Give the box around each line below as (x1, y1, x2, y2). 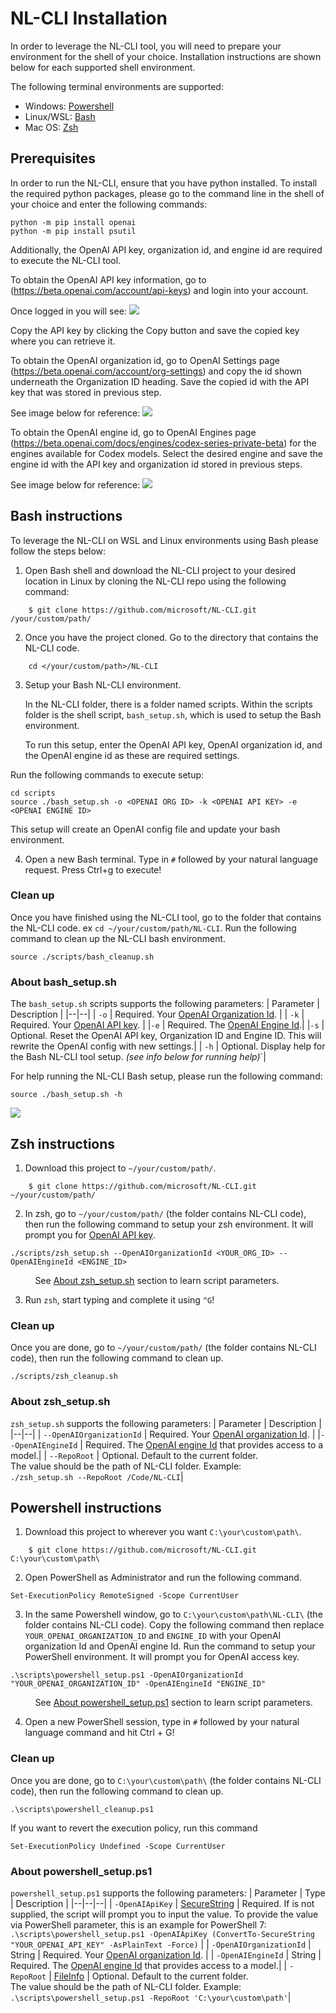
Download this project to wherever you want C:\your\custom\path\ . (24, 1526, 302, 1538)
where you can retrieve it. (10, 335, 116, 347)
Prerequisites (10, 150, 96, 167)
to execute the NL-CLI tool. (10, 254, 122, 266)
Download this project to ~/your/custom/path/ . (24, 1162, 217, 1174)
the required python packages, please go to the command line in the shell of (10, 187, 325, 199)
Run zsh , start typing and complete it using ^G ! (24, 1293, 215, 1306)
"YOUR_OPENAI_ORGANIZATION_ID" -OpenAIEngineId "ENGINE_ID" (10, 1679, 267, 1689)
